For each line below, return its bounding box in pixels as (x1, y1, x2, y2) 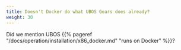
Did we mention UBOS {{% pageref (6, 30, 93, 37)
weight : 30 (6, 14, 33, 20)
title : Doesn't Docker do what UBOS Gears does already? (6, 8, 150, 15)
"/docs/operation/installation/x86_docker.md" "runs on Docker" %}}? (6, 37, 175, 44)
